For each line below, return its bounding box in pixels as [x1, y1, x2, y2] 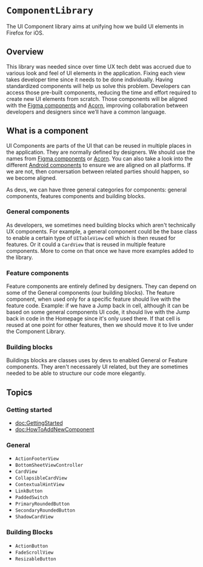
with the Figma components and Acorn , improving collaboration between [6, 101, 188, 109]
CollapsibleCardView [15, 475, 67, 481]
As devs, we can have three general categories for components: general [6, 186, 187, 193]
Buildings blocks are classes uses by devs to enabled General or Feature [6, 357, 188, 364]
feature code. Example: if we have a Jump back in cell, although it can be [6, 302, 189, 309]
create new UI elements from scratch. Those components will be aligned [6, 95, 188, 102]
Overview [6, 47, 44, 57]
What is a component [6, 126, 89, 136]
